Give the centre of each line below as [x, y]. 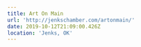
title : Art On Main [35, 13]
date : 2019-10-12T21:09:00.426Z [54, 26]
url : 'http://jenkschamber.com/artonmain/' [71, 20]
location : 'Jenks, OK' [40, 33]
